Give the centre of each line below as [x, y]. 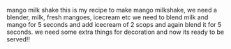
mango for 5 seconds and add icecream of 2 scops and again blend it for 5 [114, 24]
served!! [18, 39]
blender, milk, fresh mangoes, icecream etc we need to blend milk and [107, 17]
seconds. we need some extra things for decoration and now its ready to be [115, 32]
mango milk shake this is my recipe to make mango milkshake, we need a [112, 10]
